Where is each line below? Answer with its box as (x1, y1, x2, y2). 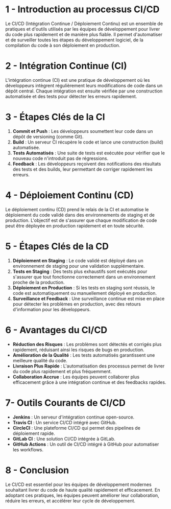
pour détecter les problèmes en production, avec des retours (12, 300, 141, 307)
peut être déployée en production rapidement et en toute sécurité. (5, 222, 144, 228)
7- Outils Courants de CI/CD (5, 397, 126, 408)
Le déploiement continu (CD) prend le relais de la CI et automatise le (5, 206, 149, 213)
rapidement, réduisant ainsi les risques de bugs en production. (12, 346, 144, 353)
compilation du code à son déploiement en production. (5, 42, 120, 48)
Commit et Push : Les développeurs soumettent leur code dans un (12, 128, 153, 134)
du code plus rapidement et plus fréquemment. (12, 368, 112, 374)
